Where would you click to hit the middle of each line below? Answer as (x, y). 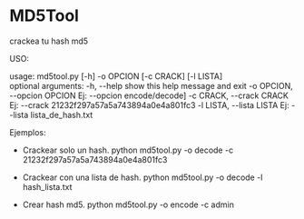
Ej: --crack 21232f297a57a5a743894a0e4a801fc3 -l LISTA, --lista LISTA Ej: (149, 105)
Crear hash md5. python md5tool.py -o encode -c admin (128, 204)
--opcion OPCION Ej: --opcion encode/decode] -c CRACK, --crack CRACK (149, 95)
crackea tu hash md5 (49, 41)
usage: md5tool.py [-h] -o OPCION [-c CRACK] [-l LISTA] (116, 76)
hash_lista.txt (47, 186)
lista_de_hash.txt (62, 114)
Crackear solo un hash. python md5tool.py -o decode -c (128, 150)
